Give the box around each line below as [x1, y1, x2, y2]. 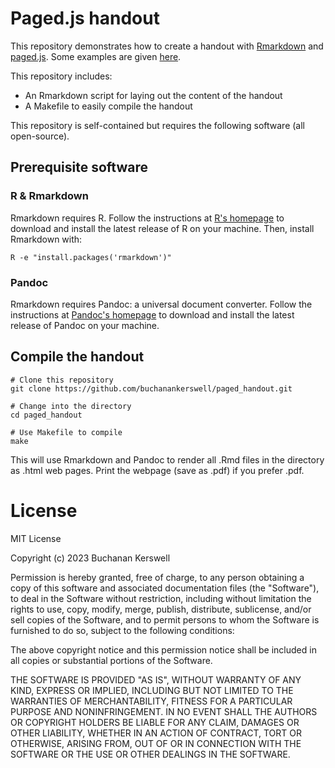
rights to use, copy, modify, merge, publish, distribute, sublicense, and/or [10, 603, 312, 615]
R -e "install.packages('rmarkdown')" [10, 252, 172, 262]
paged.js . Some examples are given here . [10, 50, 182, 62]
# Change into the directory [10, 401, 132, 411]
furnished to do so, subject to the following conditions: [10, 624, 235, 636]
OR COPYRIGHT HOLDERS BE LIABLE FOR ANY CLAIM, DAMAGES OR [10, 716, 300, 728]
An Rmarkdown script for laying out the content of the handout [24, 89, 283, 101]
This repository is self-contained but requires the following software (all [10, 119, 306, 131]
